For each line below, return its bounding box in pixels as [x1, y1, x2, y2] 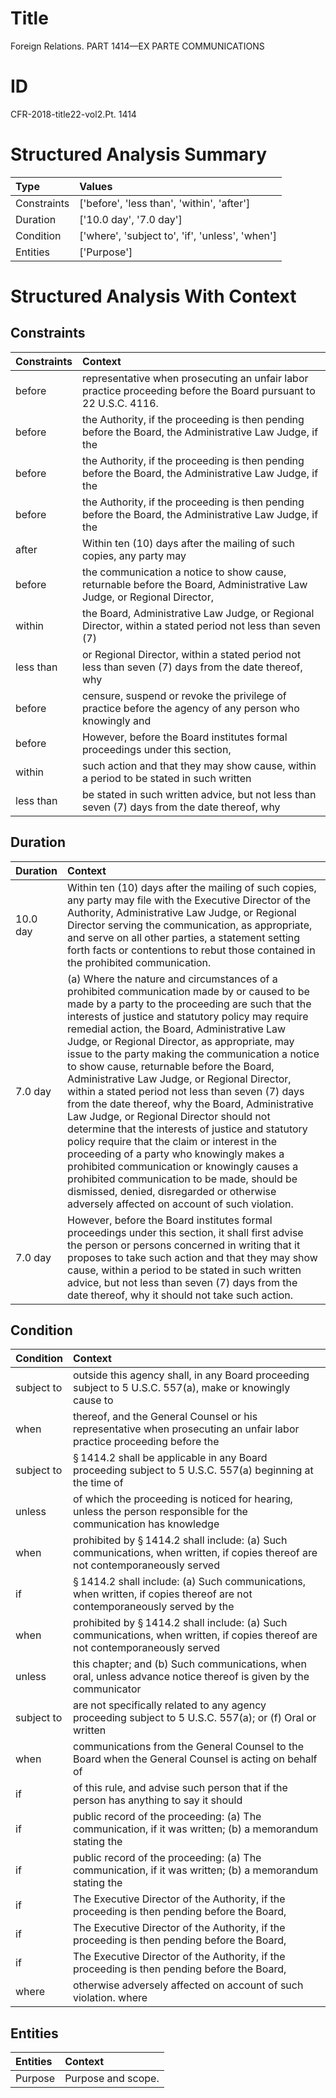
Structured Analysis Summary [10, 143, 267, 166]
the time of [73, 1476, 124, 1490]
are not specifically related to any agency [73, 1698, 267, 1712]
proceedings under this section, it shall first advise [67, 1225, 304, 1239]
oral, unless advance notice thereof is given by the [73, 1670, 310, 1684]
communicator [73, 1682, 142, 1696]
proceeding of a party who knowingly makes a [67, 1147, 285, 1161]
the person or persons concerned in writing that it [67, 1238, 301, 1252]
